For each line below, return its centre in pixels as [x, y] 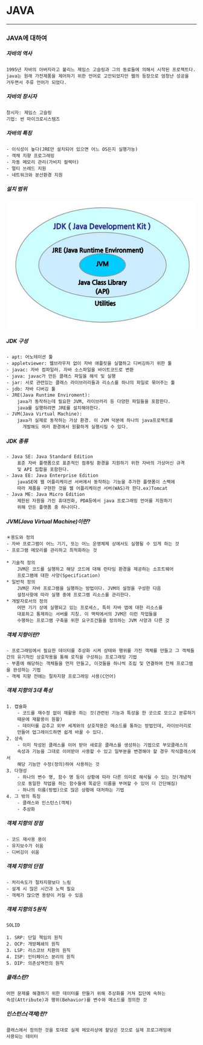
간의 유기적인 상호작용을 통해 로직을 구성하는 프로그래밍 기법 [72, 657]
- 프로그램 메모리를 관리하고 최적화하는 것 [52, 550]
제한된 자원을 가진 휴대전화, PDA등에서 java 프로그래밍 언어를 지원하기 [95, 501]
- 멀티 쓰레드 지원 [26, 169]
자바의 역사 [19, 53]
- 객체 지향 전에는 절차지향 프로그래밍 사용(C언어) [61, 676]
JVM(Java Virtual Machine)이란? [48, 521]
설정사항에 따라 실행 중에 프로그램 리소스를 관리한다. [74, 595]
